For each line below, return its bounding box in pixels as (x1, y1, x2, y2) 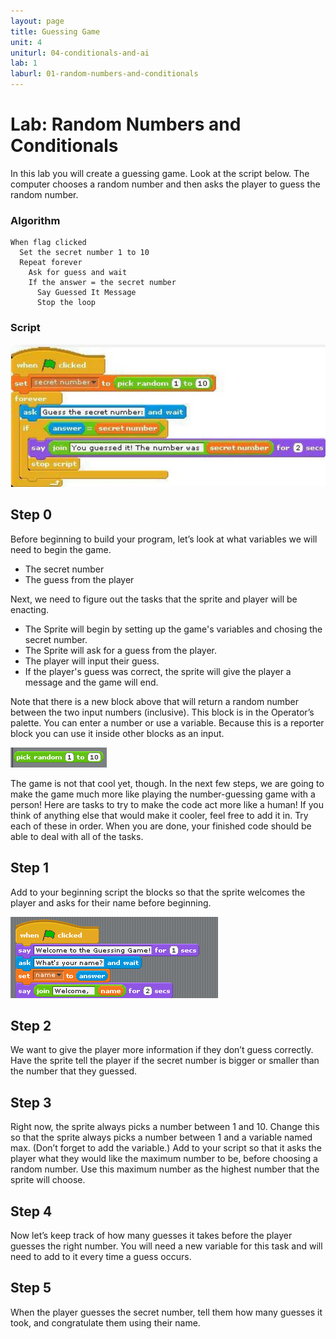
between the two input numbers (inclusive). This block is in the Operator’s (10, 706, 315, 718)
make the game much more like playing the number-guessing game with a (10, 788, 316, 800)
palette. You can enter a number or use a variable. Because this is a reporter (10, 716, 325, 729)
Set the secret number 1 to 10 (19, 248, 150, 258)
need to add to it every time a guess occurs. (10, 1250, 192, 1262)
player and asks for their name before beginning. (10, 896, 212, 909)
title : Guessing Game (10, 26, 101, 37)
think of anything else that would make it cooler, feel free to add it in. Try (10, 809, 309, 821)
